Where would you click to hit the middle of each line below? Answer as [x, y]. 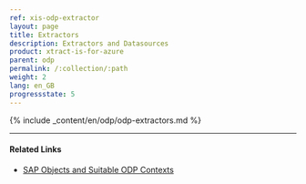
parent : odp [32, 60]
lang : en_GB [32, 86]
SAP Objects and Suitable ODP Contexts [98, 169]
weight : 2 [28, 77]
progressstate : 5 [42, 94]
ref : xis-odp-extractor [55, 18]
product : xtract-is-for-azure [67, 52]
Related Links [36, 149]
